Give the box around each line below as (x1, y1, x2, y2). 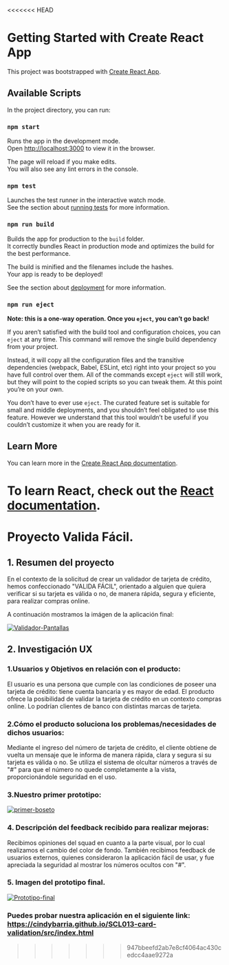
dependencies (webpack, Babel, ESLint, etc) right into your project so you (7, 363, 217, 371)
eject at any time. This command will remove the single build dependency (7, 335, 217, 344)
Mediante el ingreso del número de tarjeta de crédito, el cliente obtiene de (7, 743, 217, 751)
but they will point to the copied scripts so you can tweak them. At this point (7, 377, 222, 386)
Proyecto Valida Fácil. (7, 529, 134, 545)
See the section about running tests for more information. (7, 203, 170, 212)
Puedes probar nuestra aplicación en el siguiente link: (7, 911, 190, 920)
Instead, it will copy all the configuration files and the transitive (7, 355, 184, 364)
